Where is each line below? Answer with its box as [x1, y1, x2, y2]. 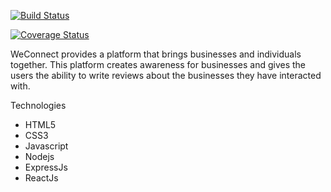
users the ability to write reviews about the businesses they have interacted [10, 70, 322, 81]
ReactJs [24, 172, 59, 184]
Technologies [10, 100, 67, 111]
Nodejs [24, 151, 55, 162]
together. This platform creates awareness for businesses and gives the [10, 59, 307, 70]
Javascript [24, 140, 69, 152]
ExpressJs [24, 161, 68, 173]
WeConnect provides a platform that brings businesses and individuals [10, 48, 302, 60]
